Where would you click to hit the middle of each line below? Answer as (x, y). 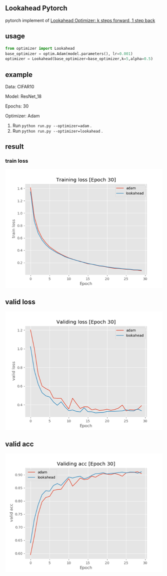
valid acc (19, 444)
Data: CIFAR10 (20, 87)
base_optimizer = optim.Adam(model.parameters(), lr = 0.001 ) (69, 54)
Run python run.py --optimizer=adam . (52, 126)
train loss (17, 161)
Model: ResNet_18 (23, 96)
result (14, 147)
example (19, 75)
